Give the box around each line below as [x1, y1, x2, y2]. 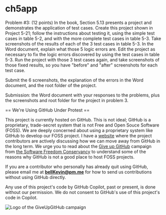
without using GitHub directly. [5, 174, 66, 180]
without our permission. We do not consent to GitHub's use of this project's [5, 189, 161, 195]
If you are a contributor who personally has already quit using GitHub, [5, 163, 149, 169]
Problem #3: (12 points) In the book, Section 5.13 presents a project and [5, 19, 152, 25]
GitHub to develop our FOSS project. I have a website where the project [5, 132, 152, 138]
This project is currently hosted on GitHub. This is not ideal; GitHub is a [5, 116, 151, 122]
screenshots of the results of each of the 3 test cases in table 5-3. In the [5, 40, 154, 46]
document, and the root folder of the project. [5, 82, 97, 88]
